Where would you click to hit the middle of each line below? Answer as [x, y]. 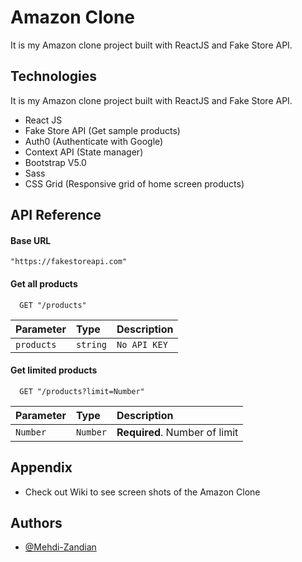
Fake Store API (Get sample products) [102, 130]
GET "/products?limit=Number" [82, 391]
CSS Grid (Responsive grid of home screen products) [134, 183]
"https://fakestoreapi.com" [69, 262]
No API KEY [142, 344]
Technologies [54, 76]
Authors [36, 522]
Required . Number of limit [177, 432]
